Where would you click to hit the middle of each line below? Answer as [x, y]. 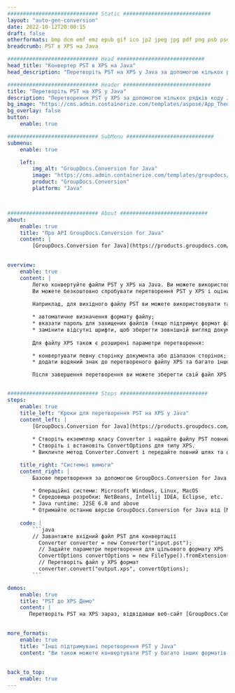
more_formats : [28, 633]
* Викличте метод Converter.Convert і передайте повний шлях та [128, 452]
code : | [31, 523]
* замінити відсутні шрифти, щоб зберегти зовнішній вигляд [122, 330]
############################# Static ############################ [109, 14]
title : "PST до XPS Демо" [58, 601]
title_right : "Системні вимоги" [67, 465]
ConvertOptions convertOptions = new [93, 556]
